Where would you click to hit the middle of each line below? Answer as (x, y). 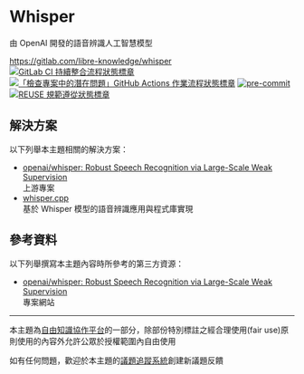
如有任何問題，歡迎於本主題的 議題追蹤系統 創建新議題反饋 (116, 360)
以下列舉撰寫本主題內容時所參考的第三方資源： (96, 264)
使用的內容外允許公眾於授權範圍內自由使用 (96, 340)
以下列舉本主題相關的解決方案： (69, 149)
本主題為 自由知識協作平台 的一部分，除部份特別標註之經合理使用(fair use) (145, 330)
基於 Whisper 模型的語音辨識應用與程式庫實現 (108, 208)
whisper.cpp (46, 197)
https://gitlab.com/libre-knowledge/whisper (90, 61)
